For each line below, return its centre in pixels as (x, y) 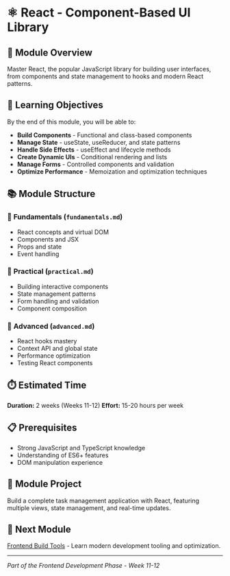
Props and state (39, 246)
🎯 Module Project (44, 484)
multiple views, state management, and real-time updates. (89, 508)
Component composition (52, 308)
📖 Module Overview (50, 53)
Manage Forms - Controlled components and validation (95, 164)
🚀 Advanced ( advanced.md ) (51, 326)
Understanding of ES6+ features (63, 455)
